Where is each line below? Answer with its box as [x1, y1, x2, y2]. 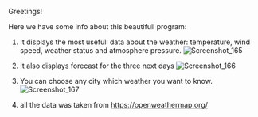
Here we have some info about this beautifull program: [8, 22, 187, 31]
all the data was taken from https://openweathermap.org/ [19, 100, 209, 109]
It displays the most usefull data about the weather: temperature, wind [19, 37, 251, 47]
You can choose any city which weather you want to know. [19, 77, 213, 85]
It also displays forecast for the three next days [19, 61, 175, 70]
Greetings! [8, 7, 43, 16]
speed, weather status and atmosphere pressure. [19, 46, 182, 55]
